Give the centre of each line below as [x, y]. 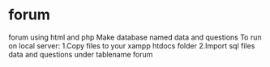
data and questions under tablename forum [81, 54]
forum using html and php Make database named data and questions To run [135, 37]
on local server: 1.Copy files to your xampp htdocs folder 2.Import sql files [132, 45]
